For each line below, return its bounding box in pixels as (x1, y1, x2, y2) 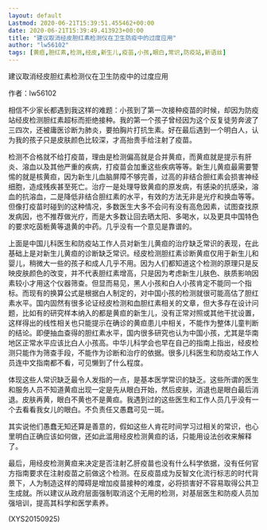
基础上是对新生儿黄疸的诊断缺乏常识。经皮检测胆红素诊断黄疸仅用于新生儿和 (8, 248, 259, 258)
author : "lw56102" (8, 41, 69, 49)
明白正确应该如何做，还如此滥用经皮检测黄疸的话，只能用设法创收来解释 (14, 431, 252, 441)
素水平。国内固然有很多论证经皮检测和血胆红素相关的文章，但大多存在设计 (8, 298, 252, 307)
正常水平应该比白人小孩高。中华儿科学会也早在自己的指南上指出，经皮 (21, 338, 252, 347)
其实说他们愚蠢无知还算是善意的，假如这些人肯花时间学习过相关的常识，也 (8, 422, 252, 431)
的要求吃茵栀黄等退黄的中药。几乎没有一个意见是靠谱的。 (8, 222, 196, 231)
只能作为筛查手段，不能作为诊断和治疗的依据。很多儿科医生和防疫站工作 (14, 348, 252, 357)
